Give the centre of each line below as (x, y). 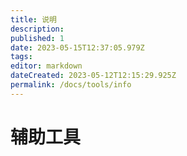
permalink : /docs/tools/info (71, 85)
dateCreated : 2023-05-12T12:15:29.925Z (93, 76)
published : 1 (37, 38)
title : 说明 (33, 19)
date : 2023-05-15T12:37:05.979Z (77, 47)
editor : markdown (46, 66)
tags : (21, 57)
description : (37, 29)
